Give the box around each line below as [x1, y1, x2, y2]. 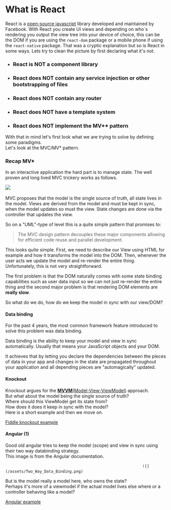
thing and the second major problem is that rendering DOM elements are [5, 284, 158, 290]
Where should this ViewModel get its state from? [5, 398, 108, 404]
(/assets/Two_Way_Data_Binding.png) [5, 468, 83, 474]
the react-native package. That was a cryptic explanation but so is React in [5, 42, 165, 48]
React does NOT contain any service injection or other [12, 74, 150, 82]
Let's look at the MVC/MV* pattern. [5, 145, 80, 151]
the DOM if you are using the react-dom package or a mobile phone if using [5, 37, 163, 43]
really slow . [5, 289, 31, 296]
